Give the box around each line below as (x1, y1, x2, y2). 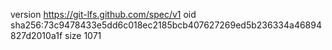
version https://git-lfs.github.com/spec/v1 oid (10, 9, 197, 20)
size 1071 (64, 30, 102, 41)
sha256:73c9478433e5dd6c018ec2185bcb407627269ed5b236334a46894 (10, 19, 322, 31)
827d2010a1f (10, 30, 63, 41)
